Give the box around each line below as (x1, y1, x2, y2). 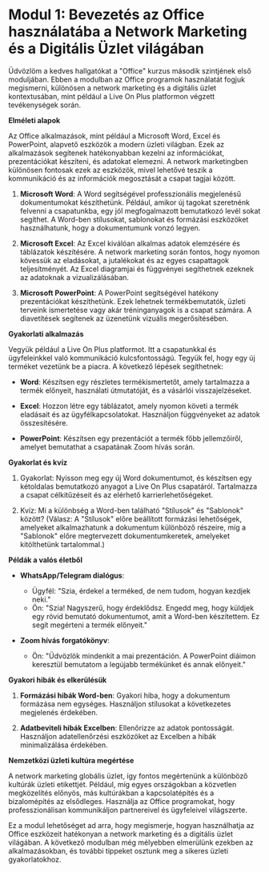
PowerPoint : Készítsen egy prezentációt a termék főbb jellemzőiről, (19, 434, 243, 443)
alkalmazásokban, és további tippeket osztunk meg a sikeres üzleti (8, 846, 229, 855)
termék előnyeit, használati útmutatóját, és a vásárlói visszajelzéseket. (19, 386, 252, 395)
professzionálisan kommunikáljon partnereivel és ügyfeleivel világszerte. (8, 805, 248, 814)
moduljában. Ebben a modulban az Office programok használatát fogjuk (8, 74, 246, 84)
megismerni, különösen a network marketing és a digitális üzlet (8, 82, 217, 93)
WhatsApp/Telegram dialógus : (19, 570, 125, 580)
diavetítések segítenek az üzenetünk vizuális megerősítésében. (19, 314, 229, 323)
